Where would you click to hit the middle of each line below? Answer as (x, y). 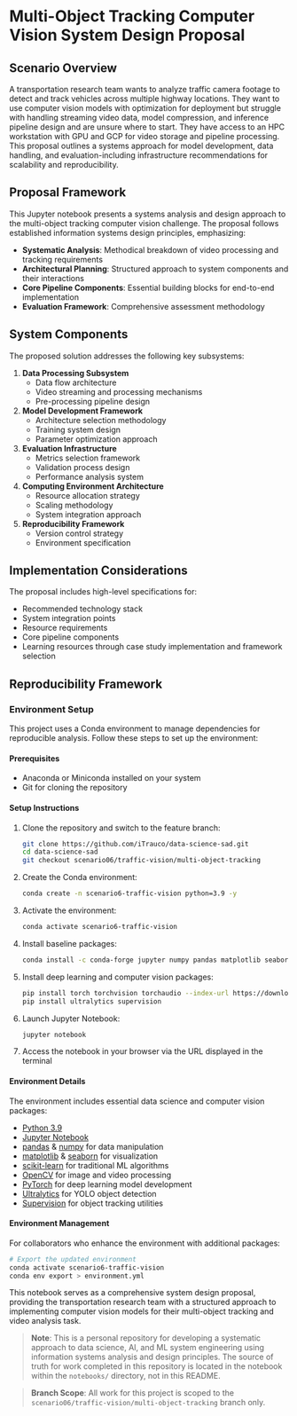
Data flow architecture (76, 382)
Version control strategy (79, 533)
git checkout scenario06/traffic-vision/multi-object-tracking (141, 861)
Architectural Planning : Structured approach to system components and (155, 269)
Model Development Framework (82, 411)
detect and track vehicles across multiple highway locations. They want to (145, 98)
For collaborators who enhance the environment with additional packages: (145, 1243)
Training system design (78, 429)
